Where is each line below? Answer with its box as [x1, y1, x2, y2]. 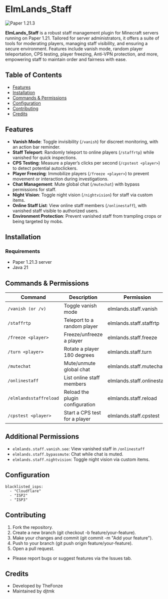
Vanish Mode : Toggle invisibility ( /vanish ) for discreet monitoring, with [12, 139, 158, 145]
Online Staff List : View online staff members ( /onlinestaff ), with [12, 202, 146, 208]
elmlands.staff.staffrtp [107, 320, 160, 327]
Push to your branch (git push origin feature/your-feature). [12, 540, 133, 546]
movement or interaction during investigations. [12, 176, 109, 182]
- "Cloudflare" [9, 488, 41, 493]
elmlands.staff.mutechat [107, 363, 164, 370]
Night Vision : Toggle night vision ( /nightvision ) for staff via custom [12, 192, 153, 198]
